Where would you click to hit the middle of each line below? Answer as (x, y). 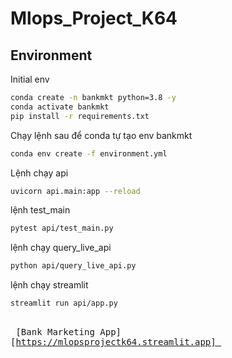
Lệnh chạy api (39, 173)
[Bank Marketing (55, 332)
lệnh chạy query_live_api (61, 248)
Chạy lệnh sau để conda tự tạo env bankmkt (101, 135)
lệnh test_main (40, 210)
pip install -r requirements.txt (80, 116)
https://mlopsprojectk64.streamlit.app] (116, 342)
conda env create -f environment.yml (89, 153)
